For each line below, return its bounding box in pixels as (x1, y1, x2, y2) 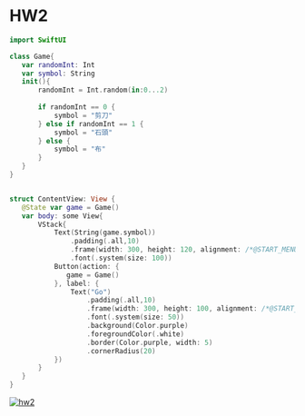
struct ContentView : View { (9, 194, 116, 203)
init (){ (21, 77, 51, 86)
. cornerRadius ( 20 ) (86, 346, 156, 355)
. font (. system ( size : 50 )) (86, 312, 184, 322)
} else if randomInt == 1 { (37, 119, 144, 128)
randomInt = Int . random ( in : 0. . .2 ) (37, 85, 169, 95)
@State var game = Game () (21, 203, 120, 212)
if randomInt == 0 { (37, 103, 116, 112)
